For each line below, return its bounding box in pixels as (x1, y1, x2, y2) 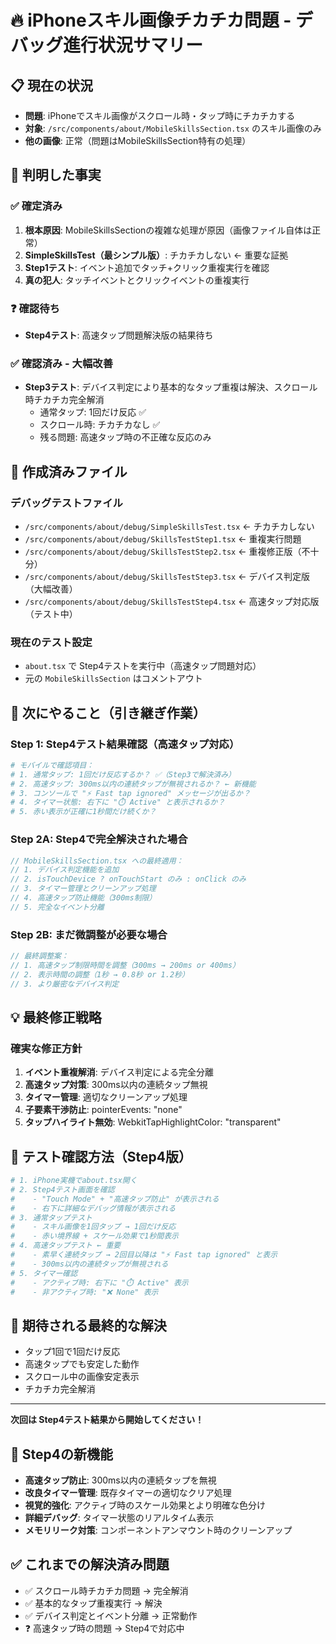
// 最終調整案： (10, 951, 69, 961)
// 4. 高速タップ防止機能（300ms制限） (10, 893, 157, 903)
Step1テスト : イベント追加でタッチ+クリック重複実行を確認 (24, 261, 270, 273)
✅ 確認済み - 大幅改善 (10, 356, 113, 370)
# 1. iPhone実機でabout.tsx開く (10, 1176, 138, 1186)
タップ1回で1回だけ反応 (24, 1346, 121, 1358)
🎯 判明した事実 (10, 167, 102, 184)
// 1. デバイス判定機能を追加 (10, 865, 120, 875)
